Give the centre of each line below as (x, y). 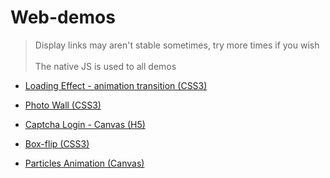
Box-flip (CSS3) (57, 143)
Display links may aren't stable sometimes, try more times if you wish (177, 45)
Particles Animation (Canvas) (84, 163)
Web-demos (63, 17)
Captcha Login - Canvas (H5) (85, 124)
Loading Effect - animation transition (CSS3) (116, 85)
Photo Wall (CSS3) (63, 105)
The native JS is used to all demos (105, 66)
